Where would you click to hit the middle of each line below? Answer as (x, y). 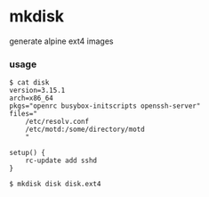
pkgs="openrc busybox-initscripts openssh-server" (105, 106)
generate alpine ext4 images (61, 41)
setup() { (28, 153)
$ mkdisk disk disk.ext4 (55, 185)
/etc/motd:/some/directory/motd (85, 130)
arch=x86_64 (31, 98)
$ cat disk (29, 83)
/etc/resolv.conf (57, 122)
